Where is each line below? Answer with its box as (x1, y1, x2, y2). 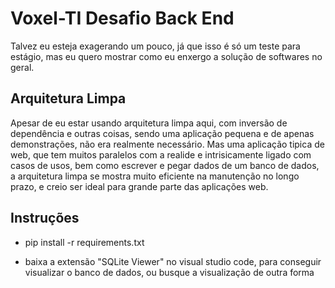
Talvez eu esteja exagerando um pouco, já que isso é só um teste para (10, 40, 301, 52)
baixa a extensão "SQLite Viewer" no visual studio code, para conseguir (24, 255, 322, 267)
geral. (10, 61, 35, 73)
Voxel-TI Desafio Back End (10, 7, 235, 30)
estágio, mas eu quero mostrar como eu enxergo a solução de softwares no (10, 50, 323, 62)
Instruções (10, 210, 80, 227)
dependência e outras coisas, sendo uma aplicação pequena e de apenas (10, 127, 315, 139)
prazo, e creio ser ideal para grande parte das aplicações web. (10, 180, 269, 192)
